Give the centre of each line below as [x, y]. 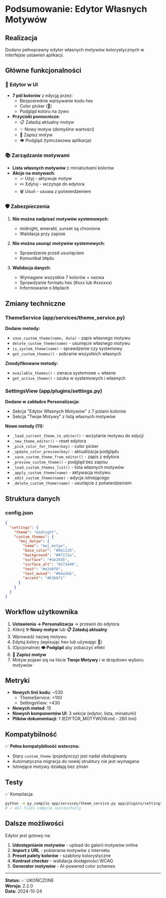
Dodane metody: [23, 328]
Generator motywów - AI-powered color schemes [64, 866]
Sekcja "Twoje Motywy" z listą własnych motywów [64, 417]
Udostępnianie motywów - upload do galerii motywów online [75, 845]
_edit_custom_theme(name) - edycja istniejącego [61, 478]
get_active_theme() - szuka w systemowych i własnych [69, 378]
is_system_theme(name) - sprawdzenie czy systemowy [67, 348]
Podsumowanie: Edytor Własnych [76, 9]
